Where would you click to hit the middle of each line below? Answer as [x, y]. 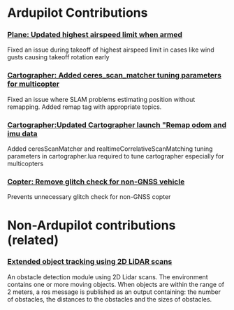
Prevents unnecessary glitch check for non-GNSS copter [89, 197]
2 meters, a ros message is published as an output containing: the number [114, 292]
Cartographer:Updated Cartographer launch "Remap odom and [117, 125]
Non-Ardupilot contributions [92, 225]
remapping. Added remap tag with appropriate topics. [85, 107]
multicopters [25, 164]
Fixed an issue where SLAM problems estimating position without [101, 99]
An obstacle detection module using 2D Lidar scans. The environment [108, 276]
